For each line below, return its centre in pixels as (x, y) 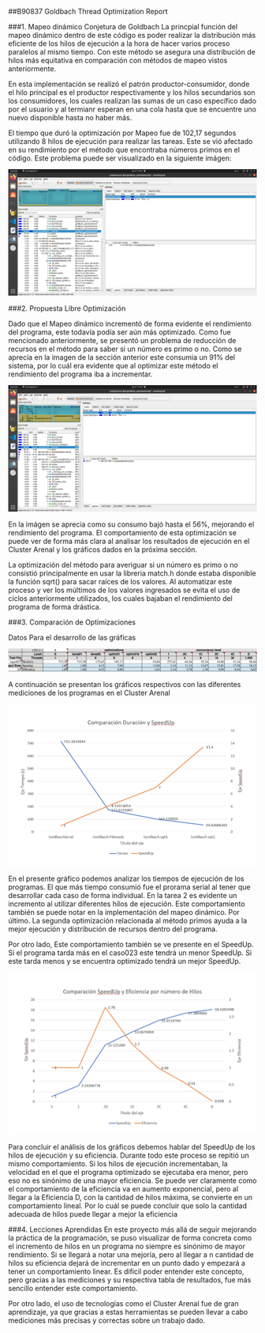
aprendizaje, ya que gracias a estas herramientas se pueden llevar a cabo (128, 1312)
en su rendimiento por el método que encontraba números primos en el (124, 150)
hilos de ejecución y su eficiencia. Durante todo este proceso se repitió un (129, 1156)
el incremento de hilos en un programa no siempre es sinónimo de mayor (127, 1246)
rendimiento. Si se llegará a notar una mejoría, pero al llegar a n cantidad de (131, 1255)
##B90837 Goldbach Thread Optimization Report (88, 11)
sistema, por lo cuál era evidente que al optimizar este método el (113, 365)
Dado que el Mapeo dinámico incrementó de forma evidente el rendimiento (130, 323)
